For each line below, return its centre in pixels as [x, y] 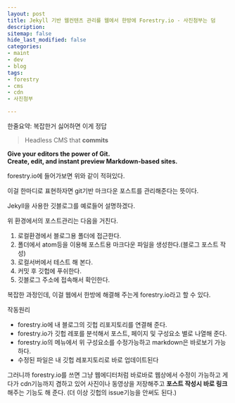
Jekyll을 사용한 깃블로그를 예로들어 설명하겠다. [71, 206]
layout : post [26, 14]
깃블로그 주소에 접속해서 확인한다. [64, 280]
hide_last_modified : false [47, 40]
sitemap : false [30, 33]
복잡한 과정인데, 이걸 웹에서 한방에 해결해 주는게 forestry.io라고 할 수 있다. [109, 294]
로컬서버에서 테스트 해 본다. [55, 262]
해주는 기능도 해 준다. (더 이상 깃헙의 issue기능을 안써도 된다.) [92, 392]
